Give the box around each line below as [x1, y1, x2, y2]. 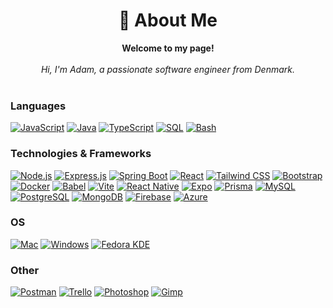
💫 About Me [118, 9, 218, 32]
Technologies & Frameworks [10, 147, 152, 161]
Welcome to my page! [121, 42, 215, 54]
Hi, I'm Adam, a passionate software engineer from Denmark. [40, 63, 296, 75]
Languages [10, 99, 67, 113]
